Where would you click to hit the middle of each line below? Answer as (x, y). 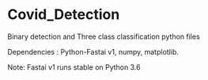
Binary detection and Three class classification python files (104, 36)
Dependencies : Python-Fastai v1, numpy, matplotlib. (93, 51)
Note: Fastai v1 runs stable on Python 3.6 (74, 67)
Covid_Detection (64, 15)
